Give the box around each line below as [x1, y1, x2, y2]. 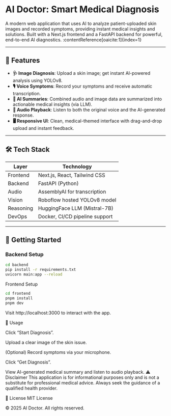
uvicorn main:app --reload [5, 272, 63, 277]
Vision [8, 196, 23, 203]
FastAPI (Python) [38, 180, 79, 187]
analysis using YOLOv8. [12, 77, 63, 84]
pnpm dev [5, 300, 24, 306]
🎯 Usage [5, 319, 23, 325]
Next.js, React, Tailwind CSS [38, 172, 105, 179]
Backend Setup [5, 251, 44, 258]
